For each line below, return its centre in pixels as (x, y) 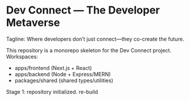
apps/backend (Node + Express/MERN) (63, 74)
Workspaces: (22, 56)
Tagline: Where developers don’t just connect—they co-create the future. (95, 39)
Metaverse (33, 23)
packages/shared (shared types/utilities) (64, 80)
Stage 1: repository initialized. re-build (52, 92)
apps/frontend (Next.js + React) (53, 68)
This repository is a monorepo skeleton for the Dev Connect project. (89, 50)
